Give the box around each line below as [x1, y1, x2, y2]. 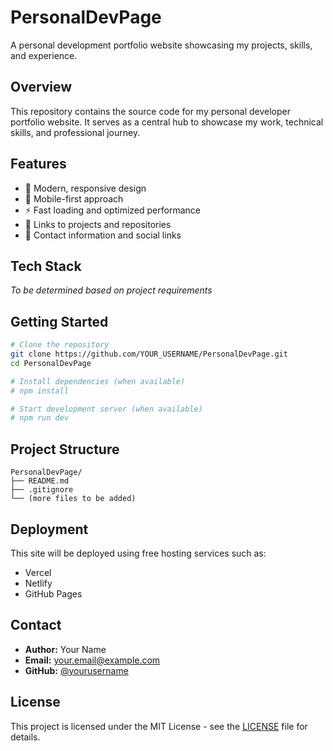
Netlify [24, 577, 53, 589]
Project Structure [10, 441, 120, 458]
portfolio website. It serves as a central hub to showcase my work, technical [10, 116, 324, 128]
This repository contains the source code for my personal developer [10, 105, 291, 117]
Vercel [24, 566, 52, 578]
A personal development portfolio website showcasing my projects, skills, [10, 39, 313, 51]
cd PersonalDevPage [10, 358, 92, 368]
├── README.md [10, 476, 70, 486]
